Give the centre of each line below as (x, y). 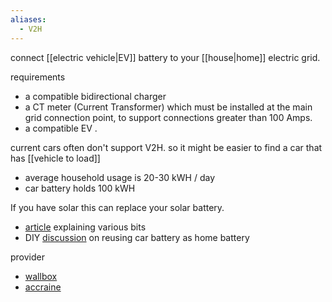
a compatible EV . (61, 128)
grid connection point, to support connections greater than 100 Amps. (168, 117)
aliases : (28, 19)
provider (27, 257)
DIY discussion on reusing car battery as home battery (137, 237)
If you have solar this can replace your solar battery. (117, 207)
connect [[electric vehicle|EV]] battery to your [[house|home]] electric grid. (165, 57)
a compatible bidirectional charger (95, 96)
